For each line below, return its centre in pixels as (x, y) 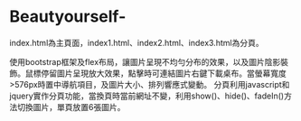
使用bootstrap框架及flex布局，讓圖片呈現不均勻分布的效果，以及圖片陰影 (145, 61)
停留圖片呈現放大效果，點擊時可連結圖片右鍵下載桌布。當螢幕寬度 (163, 73)
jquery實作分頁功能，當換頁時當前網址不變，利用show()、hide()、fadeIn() (147, 96)
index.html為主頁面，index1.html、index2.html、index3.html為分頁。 (136, 42)
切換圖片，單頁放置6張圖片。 (71, 107)
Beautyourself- (68, 17)
